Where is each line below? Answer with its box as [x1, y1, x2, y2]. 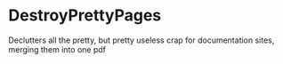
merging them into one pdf [8, 44, 106, 54]
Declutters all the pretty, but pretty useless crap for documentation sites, [8, 35, 275, 45]
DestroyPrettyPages [8, 5, 162, 26]
